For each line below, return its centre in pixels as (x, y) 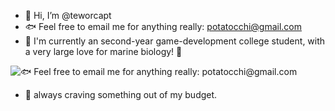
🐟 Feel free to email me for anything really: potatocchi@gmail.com (163, 26)
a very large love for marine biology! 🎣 (103, 51)
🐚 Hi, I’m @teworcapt (68, 15)
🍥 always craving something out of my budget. (121, 94)
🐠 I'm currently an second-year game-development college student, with (175, 41)
